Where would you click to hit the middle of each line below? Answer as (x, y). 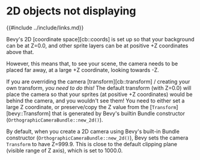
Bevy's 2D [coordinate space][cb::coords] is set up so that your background (100, 39)
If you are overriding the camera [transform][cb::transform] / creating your (98, 81)
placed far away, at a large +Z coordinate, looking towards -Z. (83, 70)
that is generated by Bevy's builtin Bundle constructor (118, 113)
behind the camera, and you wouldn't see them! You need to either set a (95, 101)
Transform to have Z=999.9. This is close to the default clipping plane (92, 144)
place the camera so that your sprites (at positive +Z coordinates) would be (99, 94)
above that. (20, 52)
